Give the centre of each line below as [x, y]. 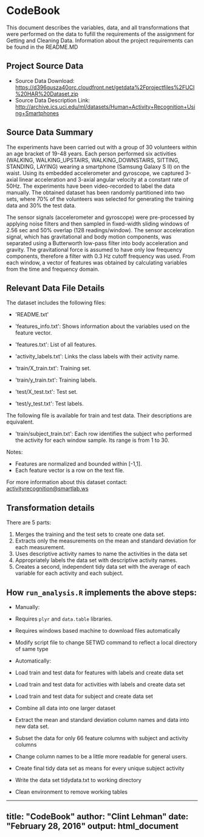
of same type [32, 649]
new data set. [32, 726]
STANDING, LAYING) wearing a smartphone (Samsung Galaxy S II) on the [98, 166]
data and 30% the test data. [41, 205]
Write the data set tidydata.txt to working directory [78, 780]
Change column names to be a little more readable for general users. [101, 756]
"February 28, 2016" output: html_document [93, 826]
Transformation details [51, 508]
